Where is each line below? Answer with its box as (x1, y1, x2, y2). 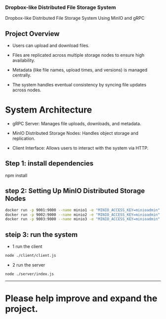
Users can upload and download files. (12, 42, 90, 48)
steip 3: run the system (5, 230, 78, 239)
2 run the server (12, 262, 45, 268)
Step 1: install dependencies (5, 159, 94, 168)
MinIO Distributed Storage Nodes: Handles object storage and (12, 130, 139, 136)
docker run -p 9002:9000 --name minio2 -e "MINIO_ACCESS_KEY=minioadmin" (5, 212, 161, 217)
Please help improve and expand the (5, 293, 158, 304)
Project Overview (5, 29, 60, 38)
